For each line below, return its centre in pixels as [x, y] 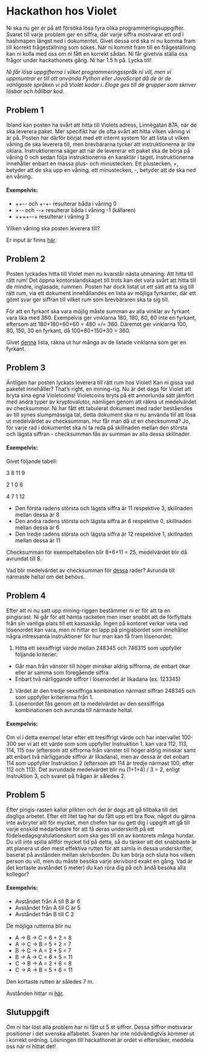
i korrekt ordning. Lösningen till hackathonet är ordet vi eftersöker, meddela [100, 1040]
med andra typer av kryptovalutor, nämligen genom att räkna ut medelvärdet [101, 402]
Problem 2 [26, 259]
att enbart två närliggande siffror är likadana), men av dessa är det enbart [98, 756]
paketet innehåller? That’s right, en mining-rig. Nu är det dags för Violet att [99, 388]
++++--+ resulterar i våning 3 [52, 216]
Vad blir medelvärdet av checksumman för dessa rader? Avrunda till [91, 570]
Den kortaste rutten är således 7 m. [50, 981]
